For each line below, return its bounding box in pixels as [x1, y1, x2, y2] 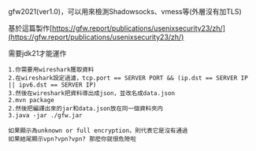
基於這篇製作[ [8, 24, 53, 33]
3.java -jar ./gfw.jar [8, 112, 83, 120]
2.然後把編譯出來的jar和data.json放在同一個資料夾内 [8, 105, 164, 112]
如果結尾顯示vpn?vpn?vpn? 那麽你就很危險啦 [8, 135, 136, 143]
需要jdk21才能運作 [8, 49, 67, 57]
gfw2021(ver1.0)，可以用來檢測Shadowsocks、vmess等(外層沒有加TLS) [8, 7, 242, 16]
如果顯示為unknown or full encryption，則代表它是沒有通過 [8, 127, 188, 134]
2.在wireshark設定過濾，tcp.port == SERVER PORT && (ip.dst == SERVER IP [8, 74, 248, 82]
